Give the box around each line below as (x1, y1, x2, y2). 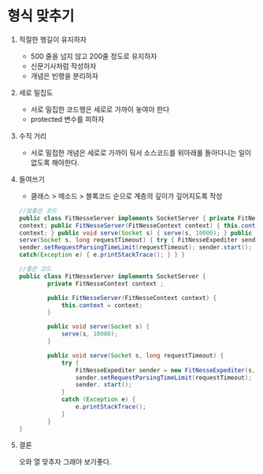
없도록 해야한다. (30, 157, 80, 167)
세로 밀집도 (18, 87, 54, 97)
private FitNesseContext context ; (47, 280, 165, 287)
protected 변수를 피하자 (30, 114, 105, 124)
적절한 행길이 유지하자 (18, 35, 87, 44)
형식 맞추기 (7, 7, 75, 25)
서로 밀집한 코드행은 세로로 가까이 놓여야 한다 (30, 104, 170, 114)
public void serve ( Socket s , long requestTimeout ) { (47, 351, 224, 359)
